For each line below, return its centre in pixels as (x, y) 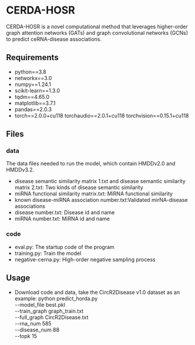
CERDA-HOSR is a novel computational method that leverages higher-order (97, 26)
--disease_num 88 (37, 330)
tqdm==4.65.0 (32, 97)
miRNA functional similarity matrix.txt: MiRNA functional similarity (94, 194)
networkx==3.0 (33, 78)
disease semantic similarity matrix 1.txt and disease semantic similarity (100, 181)
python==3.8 (30, 72)
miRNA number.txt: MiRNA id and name (62, 219)
